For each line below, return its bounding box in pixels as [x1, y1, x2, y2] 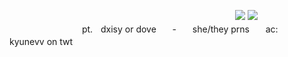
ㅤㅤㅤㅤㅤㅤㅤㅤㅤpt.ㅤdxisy [9, 23, 123, 35]
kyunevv [9, 36, 45, 47]
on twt [46, 36, 74, 47]
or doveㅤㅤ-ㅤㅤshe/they [124, 23, 229, 35]
